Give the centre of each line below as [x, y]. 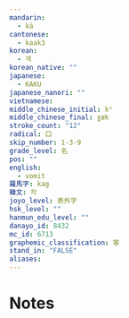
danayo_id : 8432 [39, 226]
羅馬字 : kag [29, 185]
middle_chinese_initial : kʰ [61, 109]
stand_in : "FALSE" [43, 251]
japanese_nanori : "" [48, 92]
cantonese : [29, 34]
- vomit [32, 176]
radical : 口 [31, 134]
